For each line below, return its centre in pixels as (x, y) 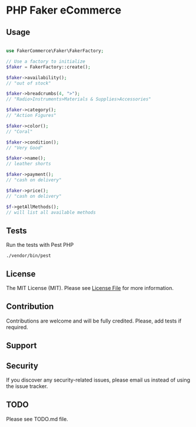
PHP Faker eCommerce (64, 10)
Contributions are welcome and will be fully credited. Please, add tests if (94, 321)
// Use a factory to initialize (46, 61)
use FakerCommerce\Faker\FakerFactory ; (55, 51)
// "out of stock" (29, 83)
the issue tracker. (27, 386)
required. (17, 327)
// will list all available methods (51, 212)
